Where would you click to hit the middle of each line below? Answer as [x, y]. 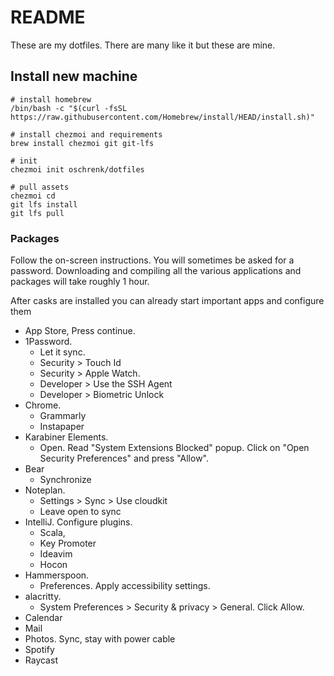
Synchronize [65, 480]
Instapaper [62, 427]
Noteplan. [45, 490]
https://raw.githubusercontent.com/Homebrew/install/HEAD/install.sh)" [162, 117]
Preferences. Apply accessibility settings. [125, 586]
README [48, 17]
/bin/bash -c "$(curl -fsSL [69, 108]
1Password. [48, 342]
